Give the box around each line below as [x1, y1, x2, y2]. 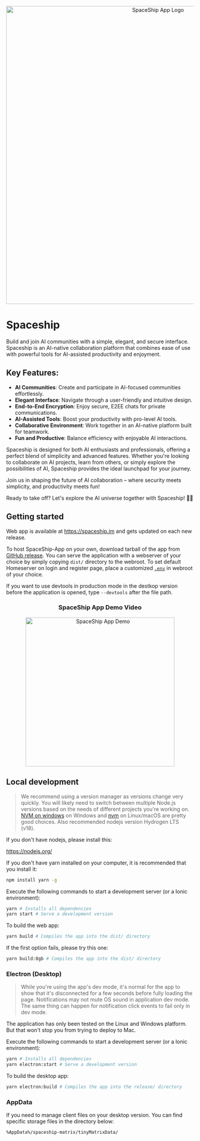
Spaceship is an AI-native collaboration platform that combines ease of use [6, 344, 190, 351]
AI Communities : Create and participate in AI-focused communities [14, 383, 181, 390]
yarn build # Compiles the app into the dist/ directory [6, 934, 151, 940]
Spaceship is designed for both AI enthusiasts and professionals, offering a [6, 446, 190, 453]
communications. [14, 409, 58, 416]
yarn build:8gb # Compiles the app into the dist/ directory [6, 956, 161, 962]
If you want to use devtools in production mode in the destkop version [6, 582, 178, 590]
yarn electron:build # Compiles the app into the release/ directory [6, 1084, 183, 1090]
